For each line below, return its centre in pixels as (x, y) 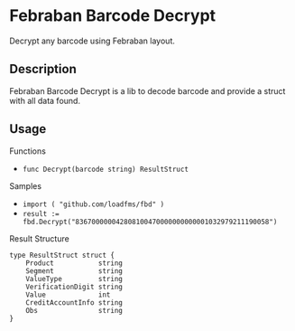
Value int (68, 295)
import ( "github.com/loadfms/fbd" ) (93, 204)
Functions (28, 151)
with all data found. (45, 100)
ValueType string (74, 279)
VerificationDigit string (74, 287)
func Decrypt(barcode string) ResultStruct (106, 169)
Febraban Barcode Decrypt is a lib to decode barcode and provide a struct (147, 90)
